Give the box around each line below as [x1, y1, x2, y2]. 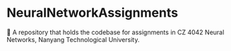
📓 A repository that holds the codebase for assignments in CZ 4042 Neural [6, 28, 225, 36]
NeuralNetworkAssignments [6, 5, 178, 21]
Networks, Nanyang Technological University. [6, 35, 140, 43]
